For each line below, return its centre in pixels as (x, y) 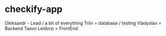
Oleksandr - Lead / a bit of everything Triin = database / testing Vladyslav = (83, 23)
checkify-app (34, 9)
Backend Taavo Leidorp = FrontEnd (41, 28)
